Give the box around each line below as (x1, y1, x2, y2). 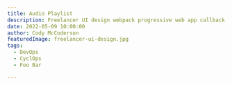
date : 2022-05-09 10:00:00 (7, 23, 85, 30)
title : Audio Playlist (7, 10, 73, 17)
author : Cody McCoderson (7, 29, 79, 37)
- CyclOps (13, 55, 42, 62)
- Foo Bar (13, 62, 42, 68)
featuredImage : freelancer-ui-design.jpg (7, 36, 129, 43)
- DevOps (13, 49, 39, 56)
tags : (7, 42, 23, 49)
